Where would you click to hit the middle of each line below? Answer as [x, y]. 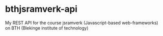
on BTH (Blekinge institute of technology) [47, 28]
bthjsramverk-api [41, 9]
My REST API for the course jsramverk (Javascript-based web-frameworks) [82, 23]
